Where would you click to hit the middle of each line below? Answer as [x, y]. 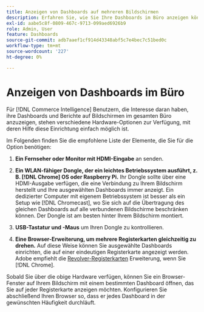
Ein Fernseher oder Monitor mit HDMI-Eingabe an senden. [89, 158]
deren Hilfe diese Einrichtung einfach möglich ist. [68, 129]
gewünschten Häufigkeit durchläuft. [51, 302]
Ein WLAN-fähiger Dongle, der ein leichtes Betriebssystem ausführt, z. [106, 170]
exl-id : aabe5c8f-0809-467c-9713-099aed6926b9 [66, 23]
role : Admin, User [29, 29]
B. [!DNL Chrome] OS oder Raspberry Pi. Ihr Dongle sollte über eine [100, 177]
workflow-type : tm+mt [34, 46]
